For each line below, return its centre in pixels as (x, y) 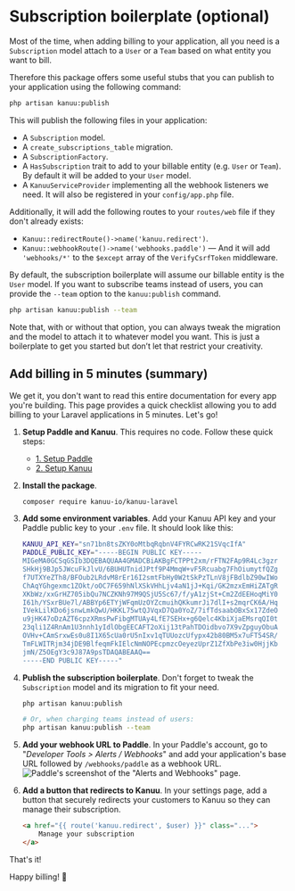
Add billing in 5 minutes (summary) (109, 374)
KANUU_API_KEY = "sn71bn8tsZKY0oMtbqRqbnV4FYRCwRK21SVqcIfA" (134, 544)
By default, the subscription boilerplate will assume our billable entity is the (147, 275)
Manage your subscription (87, 834)
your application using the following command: (95, 87)
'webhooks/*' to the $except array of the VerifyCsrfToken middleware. (150, 257)
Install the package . (59, 485)
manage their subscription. (72, 810)
